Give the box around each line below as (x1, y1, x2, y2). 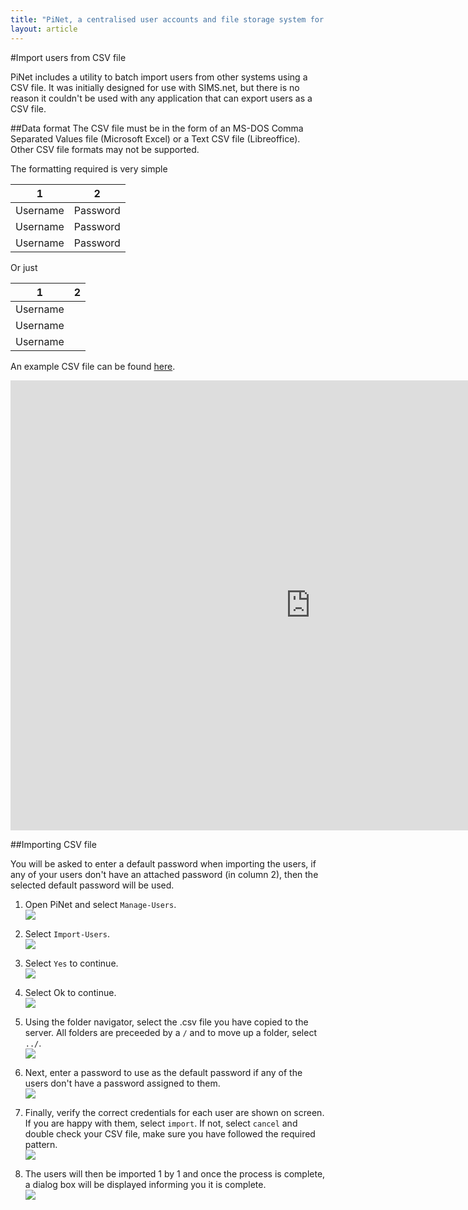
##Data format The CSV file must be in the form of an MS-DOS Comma (10, 122, 304, 134)
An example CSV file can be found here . (10, 360, 176, 372)
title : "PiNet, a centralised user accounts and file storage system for (10, 14, 325, 25)
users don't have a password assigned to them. (24, 1077, 221, 1089)
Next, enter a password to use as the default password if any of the (24, 1066, 303, 1078)
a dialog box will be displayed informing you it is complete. (24, 1178, 267, 1190)
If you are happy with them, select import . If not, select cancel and (24, 1117, 298, 1129)
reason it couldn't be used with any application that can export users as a (10, 92, 313, 104)
